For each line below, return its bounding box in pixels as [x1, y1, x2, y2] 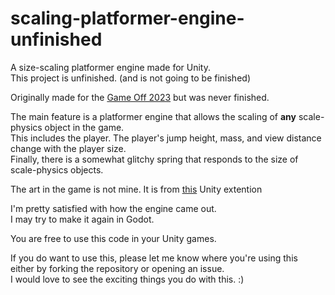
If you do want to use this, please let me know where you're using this [10, 252, 298, 264]
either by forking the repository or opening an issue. [10, 262, 225, 274]
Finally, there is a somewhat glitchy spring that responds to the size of [10, 153, 299, 165]
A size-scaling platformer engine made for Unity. [10, 61, 211, 73]
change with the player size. [10, 142, 127, 154]
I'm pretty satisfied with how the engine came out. [10, 202, 217, 214]
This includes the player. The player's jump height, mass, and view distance [10, 132, 322, 144]
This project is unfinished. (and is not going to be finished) [10, 72, 251, 84]
